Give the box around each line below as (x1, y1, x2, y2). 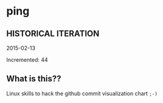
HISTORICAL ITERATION (6, 28, 100, 39)
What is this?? (6, 74, 61, 84)
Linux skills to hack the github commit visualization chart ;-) (6, 90, 158, 97)
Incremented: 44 (6, 56, 49, 63)
